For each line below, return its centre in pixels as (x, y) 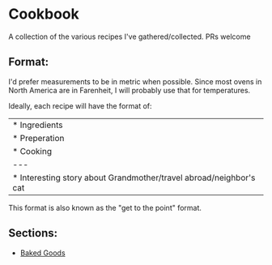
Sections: (33, 233)
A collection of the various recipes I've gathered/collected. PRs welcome (130, 36)
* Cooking (32, 151)
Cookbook (44, 14)
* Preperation (38, 138)
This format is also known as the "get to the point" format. (105, 207)
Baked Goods (43, 253)
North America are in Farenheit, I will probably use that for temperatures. (130, 90)
